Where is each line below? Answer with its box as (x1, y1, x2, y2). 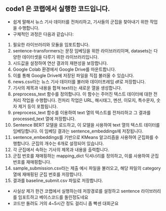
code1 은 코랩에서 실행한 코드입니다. (5, 4, 110, 13)
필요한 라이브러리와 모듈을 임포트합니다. (12, 42, 90, 47)
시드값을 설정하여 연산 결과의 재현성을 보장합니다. (12, 60, 108, 66)
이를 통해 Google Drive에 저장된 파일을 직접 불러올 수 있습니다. (12, 72, 134, 78)
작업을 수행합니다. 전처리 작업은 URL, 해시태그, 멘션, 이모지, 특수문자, (22, 97, 156, 103)
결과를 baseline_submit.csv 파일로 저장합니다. (12, 177, 103, 183)
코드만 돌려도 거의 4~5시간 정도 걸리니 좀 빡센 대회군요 (12, 200, 119, 206)
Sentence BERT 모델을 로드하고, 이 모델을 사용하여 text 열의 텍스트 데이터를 (12, 122, 160, 127)
